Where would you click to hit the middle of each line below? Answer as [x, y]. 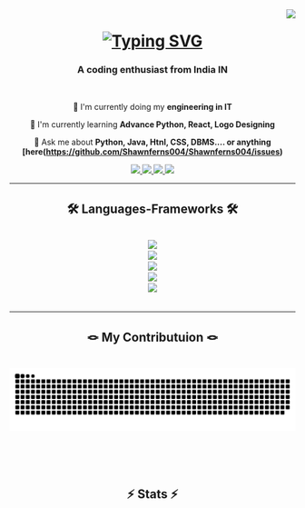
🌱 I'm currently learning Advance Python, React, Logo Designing [152, 125]
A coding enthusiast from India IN [152, 70]
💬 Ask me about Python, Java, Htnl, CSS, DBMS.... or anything [152, 142]
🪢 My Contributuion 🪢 [152, 337]
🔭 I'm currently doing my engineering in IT [152, 107]
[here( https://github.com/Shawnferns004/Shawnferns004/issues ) [152, 152]
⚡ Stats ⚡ [152, 494]
